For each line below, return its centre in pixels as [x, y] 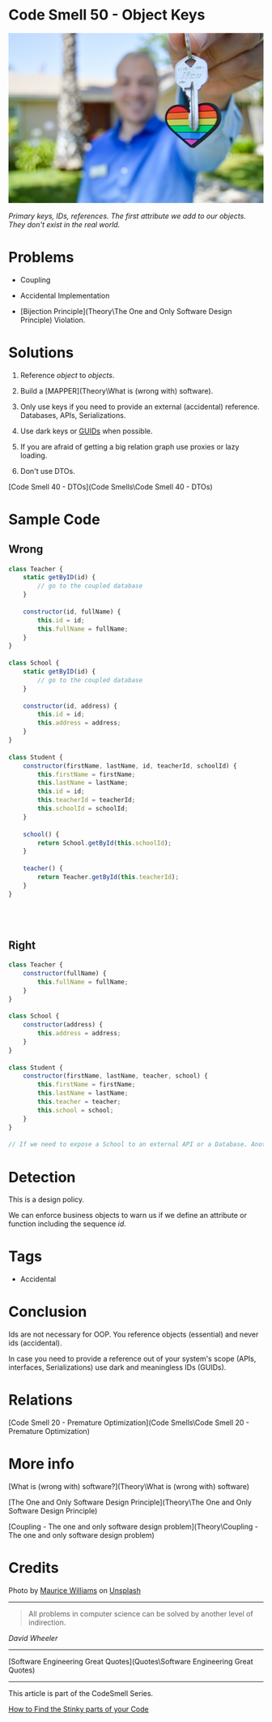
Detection [42, 1177]
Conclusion [48, 1312]
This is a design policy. [47, 1199]
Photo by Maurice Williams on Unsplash [75, 1590]
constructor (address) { [63, 1025]
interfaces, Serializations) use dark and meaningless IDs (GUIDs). [117, 1367]
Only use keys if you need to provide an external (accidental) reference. [140, 407]
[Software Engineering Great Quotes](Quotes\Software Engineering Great [131, 1661]
